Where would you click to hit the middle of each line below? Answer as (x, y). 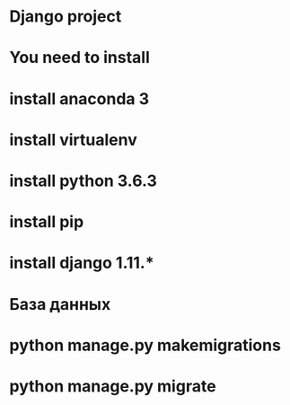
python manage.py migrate (113, 386)
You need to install (80, 58)
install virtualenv (73, 140)
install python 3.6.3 (83, 180)
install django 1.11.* (82, 263)
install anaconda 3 (79, 98)
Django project (66, 17)
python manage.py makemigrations (145, 345)
